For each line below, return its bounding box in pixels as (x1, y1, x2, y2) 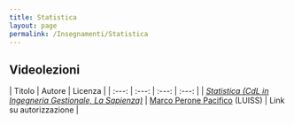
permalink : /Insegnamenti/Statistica (9, 29, 149, 38)
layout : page (9, 21, 58, 30)
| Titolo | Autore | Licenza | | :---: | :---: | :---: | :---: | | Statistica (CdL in (9, 86, 269, 97)
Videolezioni (9, 62, 81, 77)
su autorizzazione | (9, 105, 80, 115)
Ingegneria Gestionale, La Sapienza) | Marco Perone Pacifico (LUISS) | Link (9, 95, 285, 106)
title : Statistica (9, 12, 77, 22)
